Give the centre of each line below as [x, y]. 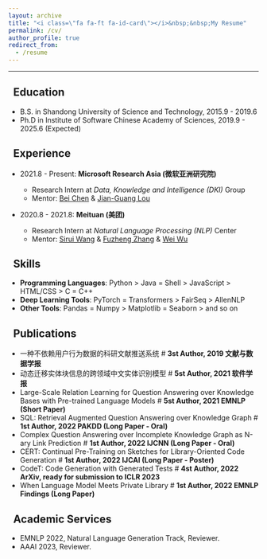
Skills [27, 264]
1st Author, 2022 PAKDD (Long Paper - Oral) [94, 426]
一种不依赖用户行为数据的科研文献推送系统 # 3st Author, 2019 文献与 [133, 354]
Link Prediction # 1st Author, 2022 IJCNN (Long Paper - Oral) [133, 444]
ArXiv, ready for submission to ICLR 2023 [90, 477]
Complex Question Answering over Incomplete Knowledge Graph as [131, 435]
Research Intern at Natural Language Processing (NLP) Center [134, 230]
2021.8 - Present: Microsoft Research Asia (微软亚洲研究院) [118, 174]
